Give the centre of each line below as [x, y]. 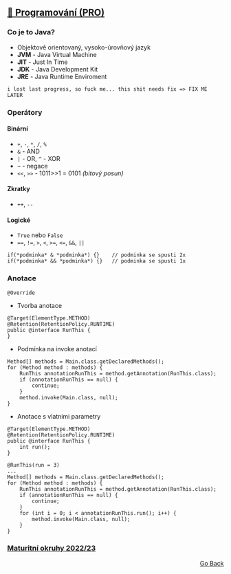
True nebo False [40, 235]
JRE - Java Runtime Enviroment [62, 76]
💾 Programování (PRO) [56, 13]
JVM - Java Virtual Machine [57, 54]
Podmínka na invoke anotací [57, 349]
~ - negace [32, 166]
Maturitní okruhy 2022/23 [52, 549]
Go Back [212, 563]
